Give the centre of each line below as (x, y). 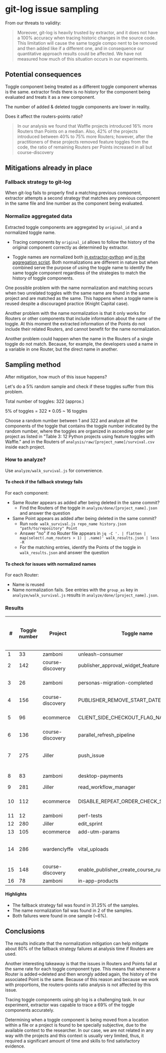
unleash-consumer (101, 654)
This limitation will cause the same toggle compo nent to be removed (87, 43)
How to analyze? (25, 459)
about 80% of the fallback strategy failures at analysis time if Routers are (79, 948)
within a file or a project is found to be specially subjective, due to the (76, 1025)
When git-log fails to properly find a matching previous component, (74, 193)
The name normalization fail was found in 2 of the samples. (72, 910)
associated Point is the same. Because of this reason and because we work (82, 979)
